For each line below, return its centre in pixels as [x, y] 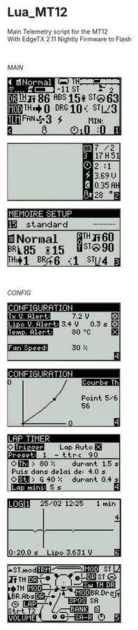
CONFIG [19, 293]
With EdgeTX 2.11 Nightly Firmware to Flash [69, 38]
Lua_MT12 [38, 12]
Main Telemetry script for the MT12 [58, 31]
